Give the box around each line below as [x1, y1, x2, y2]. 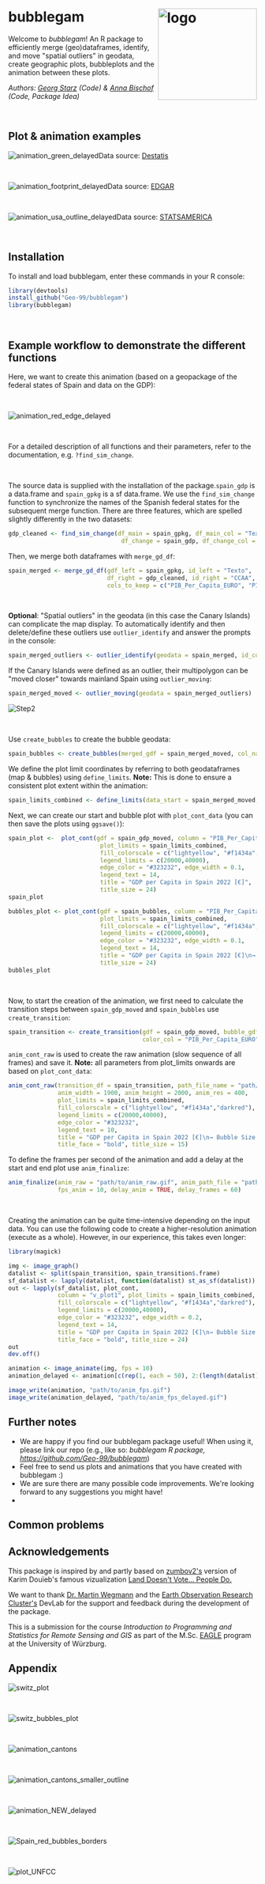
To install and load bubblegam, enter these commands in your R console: [8, 271, 245, 281]
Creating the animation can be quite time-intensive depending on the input [8, 1215, 251, 1225]
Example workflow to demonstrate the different [8, 339, 246, 352]
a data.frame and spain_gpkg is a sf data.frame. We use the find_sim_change [8, 489, 255, 498]
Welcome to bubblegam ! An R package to [8, 34, 144, 44]
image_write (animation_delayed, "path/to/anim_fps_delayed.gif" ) [8, 1393, 227, 1401]
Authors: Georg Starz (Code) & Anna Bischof [8, 83, 154, 93]
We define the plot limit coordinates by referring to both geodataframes [8, 764, 241, 773]
